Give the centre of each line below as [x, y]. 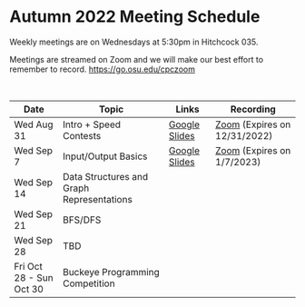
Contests [82, 135]
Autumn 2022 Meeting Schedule [135, 17]
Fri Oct [28, 266]
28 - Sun [34, 277]
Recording [253, 109]
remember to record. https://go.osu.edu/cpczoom [102, 69]
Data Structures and [105, 176]
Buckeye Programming [111, 272]
